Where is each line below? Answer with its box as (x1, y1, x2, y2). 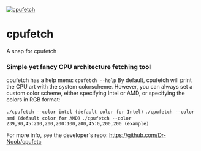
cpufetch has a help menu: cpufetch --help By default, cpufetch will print (6, 76, 192, 84)
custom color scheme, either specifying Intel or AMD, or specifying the (6, 89, 185, 97)
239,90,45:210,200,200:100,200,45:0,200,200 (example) (6, 121, 150, 127)
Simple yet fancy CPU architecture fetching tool (6, 62, 151, 71)
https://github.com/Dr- (109, 131, 167, 139)
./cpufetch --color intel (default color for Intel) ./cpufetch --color (6, 109, 195, 116)
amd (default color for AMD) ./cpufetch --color (6, 116, 132, 122)
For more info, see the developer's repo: (6, 131, 108, 139)
